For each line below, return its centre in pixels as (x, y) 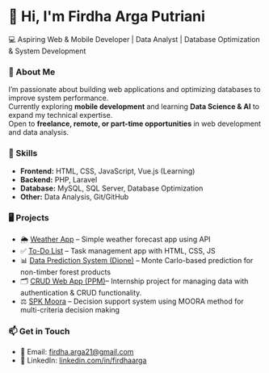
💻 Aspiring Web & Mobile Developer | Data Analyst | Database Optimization (134, 39)
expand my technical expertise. (61, 115)
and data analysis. (39, 132)
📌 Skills (23, 153)
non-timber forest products (65, 272)
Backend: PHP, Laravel (59, 179)
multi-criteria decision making (69, 309)
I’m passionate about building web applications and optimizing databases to (134, 90)
